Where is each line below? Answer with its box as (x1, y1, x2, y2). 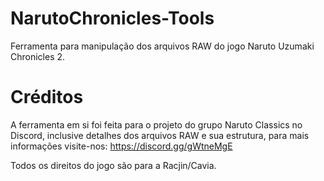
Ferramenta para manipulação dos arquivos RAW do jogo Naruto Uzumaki (10, 40, 315, 52)
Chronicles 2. (10, 50, 66, 62)
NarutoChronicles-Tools (10, 7, 215, 30)
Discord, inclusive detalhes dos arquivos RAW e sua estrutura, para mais (10, 129, 310, 141)
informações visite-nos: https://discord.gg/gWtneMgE (10, 140, 233, 152)
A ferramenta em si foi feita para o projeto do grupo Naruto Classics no (10, 118, 303, 131)
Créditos (10, 86, 84, 109)
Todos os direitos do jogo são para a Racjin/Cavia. (10, 159, 217, 171)
